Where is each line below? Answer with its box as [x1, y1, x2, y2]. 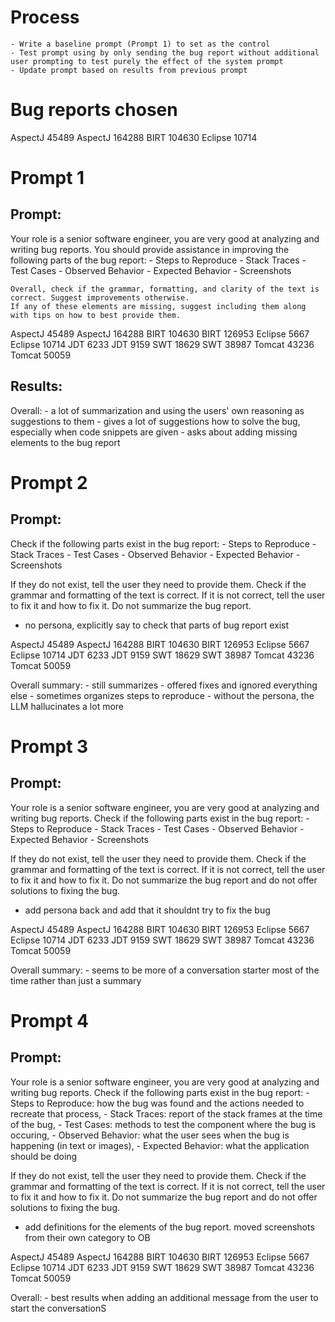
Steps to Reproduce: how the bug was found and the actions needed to [10, 1097, 305, 1109]
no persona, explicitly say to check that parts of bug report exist [24, 619, 290, 631]
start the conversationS [10, 1302, 107, 1314]
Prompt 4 [10, 1009, 90, 1032]
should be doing [10, 1150, 78, 1162]
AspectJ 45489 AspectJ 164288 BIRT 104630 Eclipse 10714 [10, 131, 258, 143]
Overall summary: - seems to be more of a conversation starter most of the [10, 964, 320, 976]
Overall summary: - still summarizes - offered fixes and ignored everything [10, 679, 318, 691]
